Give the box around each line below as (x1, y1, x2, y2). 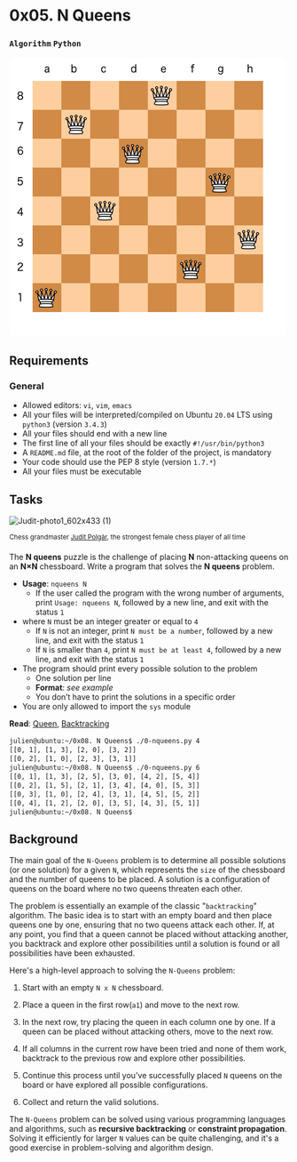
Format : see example (35, 682, 113, 693)
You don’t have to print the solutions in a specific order (35, 691, 236, 702)
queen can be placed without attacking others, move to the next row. (21, 1026, 274, 1037)
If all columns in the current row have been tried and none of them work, (21, 1044, 287, 1054)
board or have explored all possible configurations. (21, 1079, 208, 1090)
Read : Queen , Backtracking (9, 717, 110, 729)
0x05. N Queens (9, 5, 131, 26)
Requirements (9, 353, 89, 368)
